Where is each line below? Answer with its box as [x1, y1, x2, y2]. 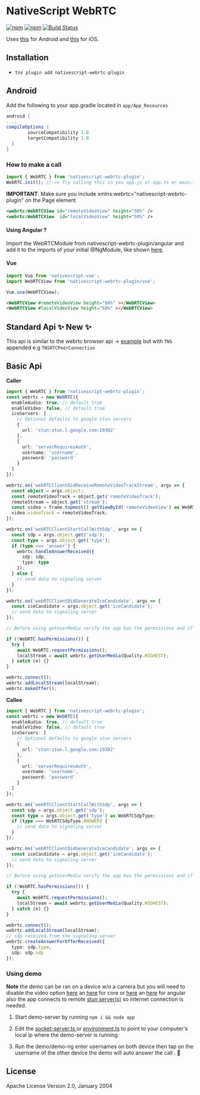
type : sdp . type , [11, 944, 52, 950]
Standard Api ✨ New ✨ [6, 322, 92, 332]
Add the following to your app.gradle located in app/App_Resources [6, 101, 168, 108]
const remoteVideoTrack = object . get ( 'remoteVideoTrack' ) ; [11, 493, 161, 500]
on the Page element [24, 196, 76, 204]
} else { [11, 570, 33, 577]
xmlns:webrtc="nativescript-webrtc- [97, 190, 187, 197]
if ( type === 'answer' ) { [11, 543, 76, 549]
